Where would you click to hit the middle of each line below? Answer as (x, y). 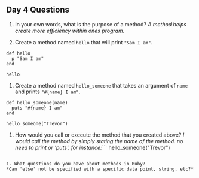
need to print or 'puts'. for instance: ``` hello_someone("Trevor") (92, 147)
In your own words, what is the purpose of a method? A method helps (101, 24)
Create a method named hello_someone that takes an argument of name (101, 85)
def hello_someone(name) (37, 102)
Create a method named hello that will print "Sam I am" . (84, 42)
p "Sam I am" (28, 58)
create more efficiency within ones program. (70, 31)
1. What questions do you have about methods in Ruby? (76, 164)
